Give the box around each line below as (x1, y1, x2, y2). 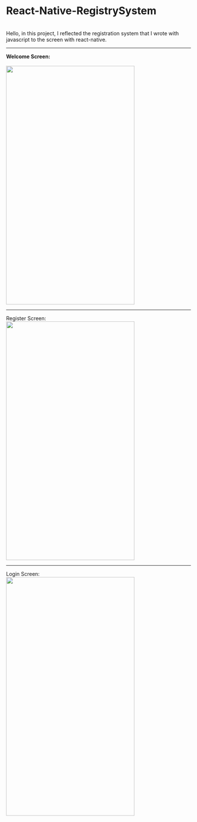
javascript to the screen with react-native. (6, 36, 107, 43)
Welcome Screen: (6, 53, 51, 60)
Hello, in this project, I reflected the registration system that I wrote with (6, 29, 179, 36)
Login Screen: (6, 570, 40, 577)
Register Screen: (6, 314, 46, 321)
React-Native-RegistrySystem (6, 4, 157, 18)
